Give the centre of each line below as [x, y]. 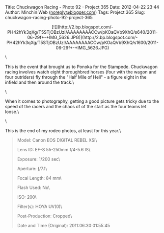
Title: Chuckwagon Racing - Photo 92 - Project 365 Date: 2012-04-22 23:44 [82, 7]
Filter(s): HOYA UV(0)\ [40, 207]
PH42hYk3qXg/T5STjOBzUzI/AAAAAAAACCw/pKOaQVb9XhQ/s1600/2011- [82, 43]
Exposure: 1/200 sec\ [39, 159]
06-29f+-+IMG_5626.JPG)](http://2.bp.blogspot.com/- [82, 37]
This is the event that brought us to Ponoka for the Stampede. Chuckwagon [82, 67]
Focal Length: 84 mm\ [39, 178]
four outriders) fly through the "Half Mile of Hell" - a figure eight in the [76, 77]
